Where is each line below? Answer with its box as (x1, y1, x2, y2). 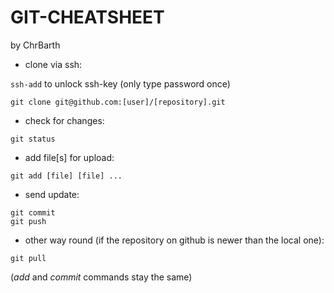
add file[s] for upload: (24, 151, 115, 163)
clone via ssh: (24, 58, 83, 70)
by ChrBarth (10, 39, 61, 51)
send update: (24, 188, 80, 200)
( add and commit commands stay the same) (10, 271, 193, 283)
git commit (10, 207, 56, 218)
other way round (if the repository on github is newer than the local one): (24, 234, 325, 246)
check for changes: (24, 114, 105, 126)
